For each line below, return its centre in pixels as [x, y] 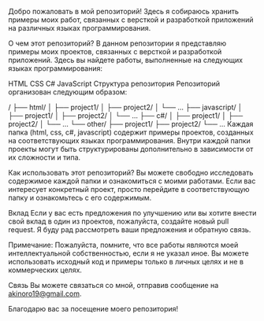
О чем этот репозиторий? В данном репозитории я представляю [117, 43]
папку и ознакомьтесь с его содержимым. [80, 197]
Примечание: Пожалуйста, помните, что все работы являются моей [123, 245]
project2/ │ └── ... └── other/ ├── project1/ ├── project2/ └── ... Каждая [131, 124]
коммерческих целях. [45, 270]
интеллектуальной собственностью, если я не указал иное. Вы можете [129, 253]
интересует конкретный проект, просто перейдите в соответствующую [129, 189]
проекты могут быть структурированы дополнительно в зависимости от [131, 149]
